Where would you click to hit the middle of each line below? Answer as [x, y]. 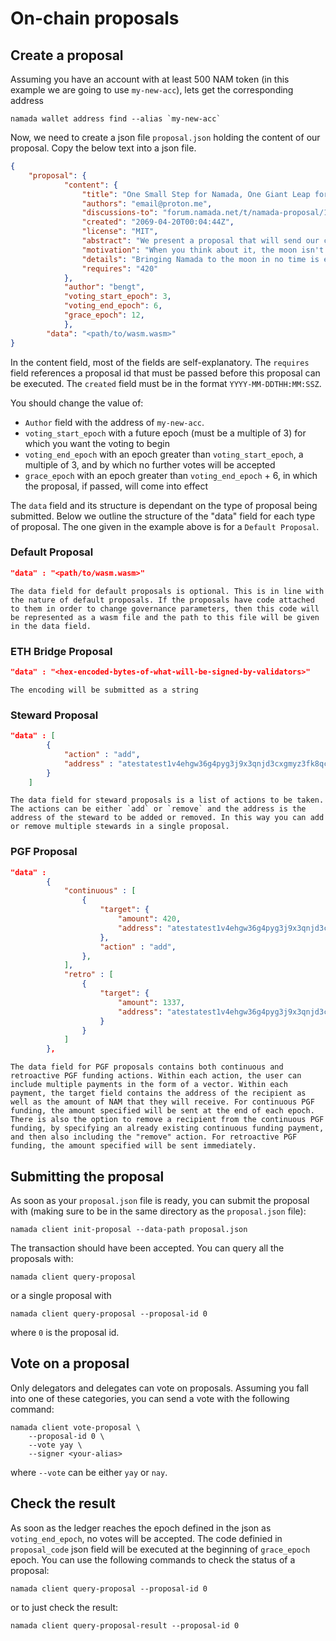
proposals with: [42, 1258]
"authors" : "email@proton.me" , [147, 203]
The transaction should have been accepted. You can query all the [147, 1248]
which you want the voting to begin [97, 443]
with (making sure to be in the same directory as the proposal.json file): [158, 1211]
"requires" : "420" [120, 268]
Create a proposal [67, 55]
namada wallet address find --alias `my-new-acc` [116, 119]
